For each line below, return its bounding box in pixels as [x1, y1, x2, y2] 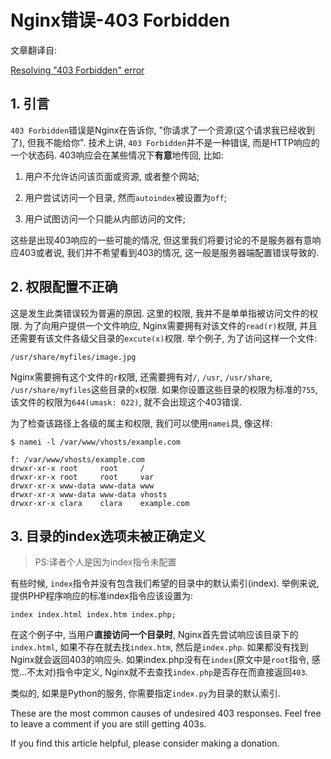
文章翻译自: [10, 44, 58, 56]
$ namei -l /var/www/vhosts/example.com [10, 437, 182, 447]
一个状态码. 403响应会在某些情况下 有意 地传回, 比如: [10, 149, 224, 161]
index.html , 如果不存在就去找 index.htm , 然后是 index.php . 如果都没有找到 [10, 641, 309, 653]
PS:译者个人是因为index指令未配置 [34, 556, 177, 568]
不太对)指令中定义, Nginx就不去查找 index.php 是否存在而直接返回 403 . [26, 666, 308, 678]
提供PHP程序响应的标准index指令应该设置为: [10, 590, 194, 602]
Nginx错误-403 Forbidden [10, 9, 231, 32]
